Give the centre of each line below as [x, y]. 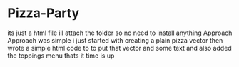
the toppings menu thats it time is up [61, 56]
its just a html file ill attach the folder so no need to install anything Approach [120, 33]
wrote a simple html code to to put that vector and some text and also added [119, 48]
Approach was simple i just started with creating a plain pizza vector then [115, 40]
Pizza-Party [44, 13]
